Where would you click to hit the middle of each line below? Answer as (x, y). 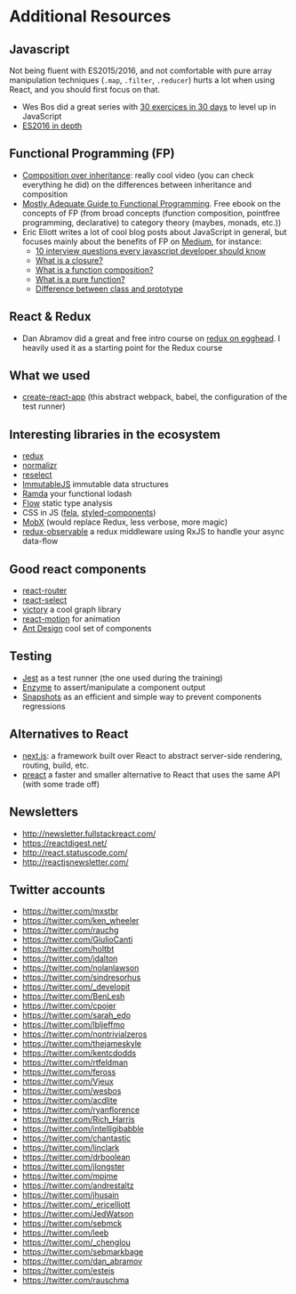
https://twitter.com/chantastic (76, 1138)
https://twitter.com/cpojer (69, 1006)
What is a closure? (69, 260)
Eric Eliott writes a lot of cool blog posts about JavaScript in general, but (154, 232)
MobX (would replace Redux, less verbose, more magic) (125, 522)
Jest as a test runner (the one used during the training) (123, 678)
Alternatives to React (69, 734)
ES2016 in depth (52, 126)
